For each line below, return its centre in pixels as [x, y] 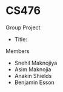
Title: [21, 39]
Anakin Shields [33, 76]
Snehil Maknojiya [36, 63]
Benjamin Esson [35, 82]
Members [18, 51]
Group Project [23, 27]
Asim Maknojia [33, 69]
